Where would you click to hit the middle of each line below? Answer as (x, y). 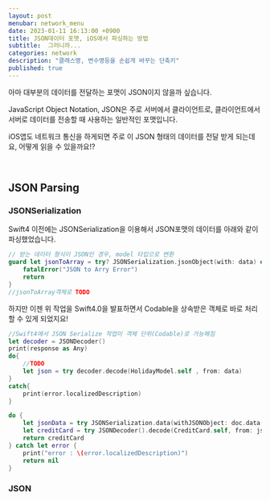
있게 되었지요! (47, 318)
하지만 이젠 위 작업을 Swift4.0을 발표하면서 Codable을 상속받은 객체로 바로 (126, 308)
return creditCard (53, 438)
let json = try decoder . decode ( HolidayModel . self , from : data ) (133, 371)
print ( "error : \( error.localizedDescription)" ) (106, 453)
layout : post (30, 16)
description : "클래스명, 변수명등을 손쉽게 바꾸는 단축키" (94, 61)
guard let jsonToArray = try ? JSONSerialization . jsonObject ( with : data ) (133, 262)
